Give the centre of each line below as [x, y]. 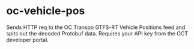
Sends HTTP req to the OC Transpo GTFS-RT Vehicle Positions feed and [96, 27]
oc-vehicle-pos [46, 11]
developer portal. [28, 40]
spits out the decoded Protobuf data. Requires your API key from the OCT [97, 33]
